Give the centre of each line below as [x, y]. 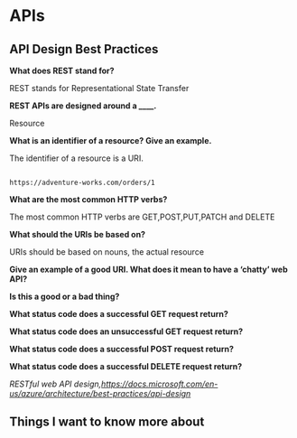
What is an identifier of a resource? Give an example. [111, 140]
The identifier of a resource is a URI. [77, 158]
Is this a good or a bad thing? [65, 296]
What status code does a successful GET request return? [119, 314]
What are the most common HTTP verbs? [88, 199]
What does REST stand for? [62, 70]
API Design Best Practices [84, 49]
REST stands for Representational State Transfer [99, 88]
